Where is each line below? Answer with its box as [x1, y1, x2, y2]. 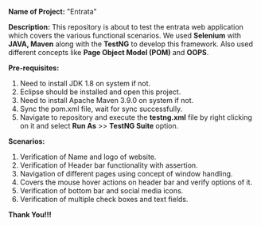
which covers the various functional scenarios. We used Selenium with [8, 31, 241, 40]
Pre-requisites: [8, 63, 60, 73]
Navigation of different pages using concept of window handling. [19, 169, 233, 178]
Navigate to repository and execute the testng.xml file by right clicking [19, 113, 253, 122]
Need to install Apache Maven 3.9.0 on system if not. [19, 96, 193, 105]
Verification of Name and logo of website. [19, 152, 157, 161]
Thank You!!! [8, 210, 52, 219]
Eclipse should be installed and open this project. [19, 87, 181, 97]
